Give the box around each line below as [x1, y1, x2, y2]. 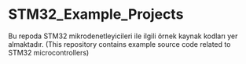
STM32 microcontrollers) [8, 48, 90, 57]
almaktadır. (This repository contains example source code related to [8, 39, 231, 48]
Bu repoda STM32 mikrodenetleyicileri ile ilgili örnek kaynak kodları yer [8, 31, 238, 41]
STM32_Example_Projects [8, 5, 184, 23]
